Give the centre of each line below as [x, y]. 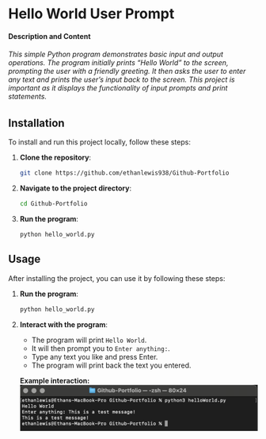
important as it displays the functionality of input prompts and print [118, 88]
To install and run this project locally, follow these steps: [100, 142]
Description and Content [49, 36]
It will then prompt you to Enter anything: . [101, 348]
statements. [28, 97]
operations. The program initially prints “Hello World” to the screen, [118, 63]
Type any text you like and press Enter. [95, 356]
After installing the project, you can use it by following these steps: [117, 278]
